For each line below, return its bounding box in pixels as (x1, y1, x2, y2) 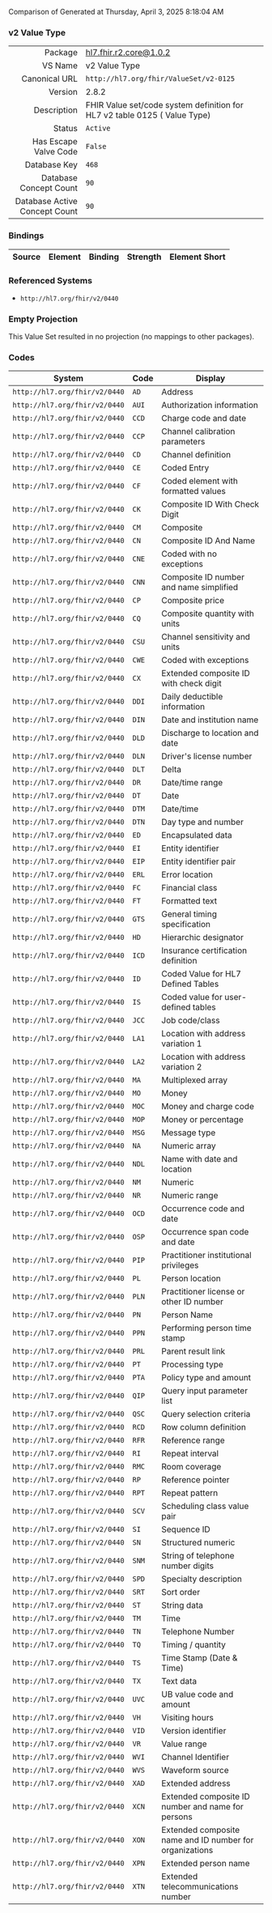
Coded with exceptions (161, 655, 249, 666)
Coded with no (161, 548, 217, 559)
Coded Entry (161, 462, 210, 474)
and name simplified (161, 582, 239, 593)
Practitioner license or (161, 1286, 245, 1298)
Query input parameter (161, 1385, 249, 1396)
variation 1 (161, 1038, 202, 1049)
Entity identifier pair (161, 856, 236, 867)
